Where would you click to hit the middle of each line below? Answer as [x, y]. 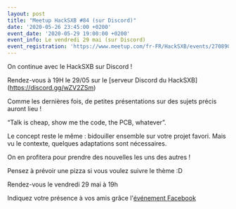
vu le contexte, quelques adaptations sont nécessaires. [87, 144]
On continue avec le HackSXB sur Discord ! [70, 66]
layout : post [26, 14]
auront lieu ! [25, 109]
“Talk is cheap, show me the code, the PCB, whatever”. [87, 122]
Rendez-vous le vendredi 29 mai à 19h [63, 184]
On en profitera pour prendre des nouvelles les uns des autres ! [99, 157]
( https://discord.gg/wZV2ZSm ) [52, 88]
